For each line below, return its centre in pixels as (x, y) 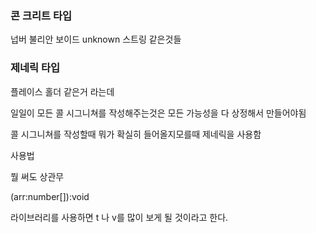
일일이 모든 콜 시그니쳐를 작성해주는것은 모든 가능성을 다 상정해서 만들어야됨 (158, 113)
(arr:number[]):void (50, 196)
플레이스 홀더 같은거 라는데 (62, 91)
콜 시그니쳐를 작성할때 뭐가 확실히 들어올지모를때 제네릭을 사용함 (136, 134)
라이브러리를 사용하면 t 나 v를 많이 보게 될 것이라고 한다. (119, 217)
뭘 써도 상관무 (37, 176)
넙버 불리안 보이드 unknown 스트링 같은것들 (96, 39)
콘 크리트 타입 (41, 15)
